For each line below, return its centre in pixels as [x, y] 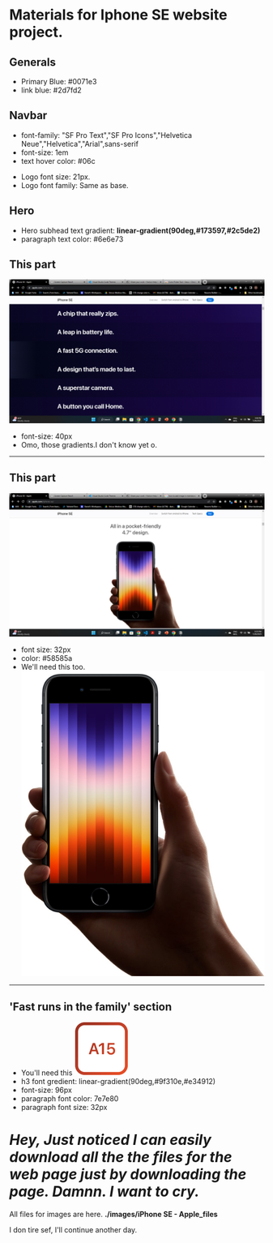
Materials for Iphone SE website [118, 15]
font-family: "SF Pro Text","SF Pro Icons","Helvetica [107, 135]
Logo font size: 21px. [55, 177]
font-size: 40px [47, 436]
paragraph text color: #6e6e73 [72, 239]
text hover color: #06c [58, 161]
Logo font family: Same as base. [75, 185]
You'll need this [47, 1073]
